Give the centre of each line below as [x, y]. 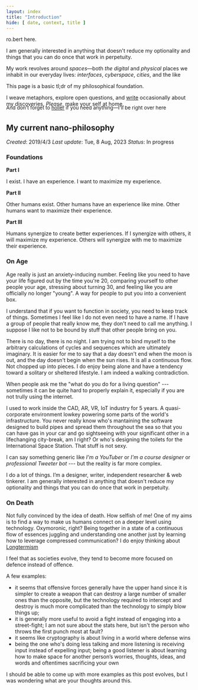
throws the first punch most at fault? [59, 632]
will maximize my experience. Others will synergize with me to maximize [94, 240]
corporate [18, 414]
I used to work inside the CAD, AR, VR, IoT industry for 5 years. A [85, 408]
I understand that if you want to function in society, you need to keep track [97, 311]
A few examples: [26, 576]
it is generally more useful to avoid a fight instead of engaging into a [98, 619]
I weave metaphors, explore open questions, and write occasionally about [96, 97]
